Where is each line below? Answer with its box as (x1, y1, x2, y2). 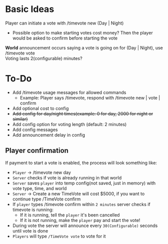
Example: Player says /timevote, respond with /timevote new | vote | (20, 94, 160, 100)
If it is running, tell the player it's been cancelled (20, 211, 120, 218)
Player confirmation (5, 146, 69, 155)
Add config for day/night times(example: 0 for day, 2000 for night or (12, 110, 153, 116)
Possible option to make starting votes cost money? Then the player (12, 29, 153, 35)
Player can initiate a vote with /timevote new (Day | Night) (5, 20, 124, 26)
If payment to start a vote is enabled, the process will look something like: (5, 159, 157, 165)
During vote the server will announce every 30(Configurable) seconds (12, 222, 158, 228)
